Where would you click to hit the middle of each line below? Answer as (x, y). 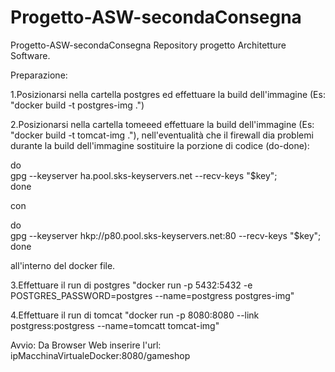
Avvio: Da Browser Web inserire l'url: (86, 345)
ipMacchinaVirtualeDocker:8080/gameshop (100, 355)
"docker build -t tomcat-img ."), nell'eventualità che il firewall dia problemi (162, 135)
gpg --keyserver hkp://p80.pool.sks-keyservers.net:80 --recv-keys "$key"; (166, 235)
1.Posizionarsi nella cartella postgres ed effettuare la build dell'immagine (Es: (168, 94)
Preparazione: (39, 75)
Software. (30, 55)
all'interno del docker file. (63, 265)
